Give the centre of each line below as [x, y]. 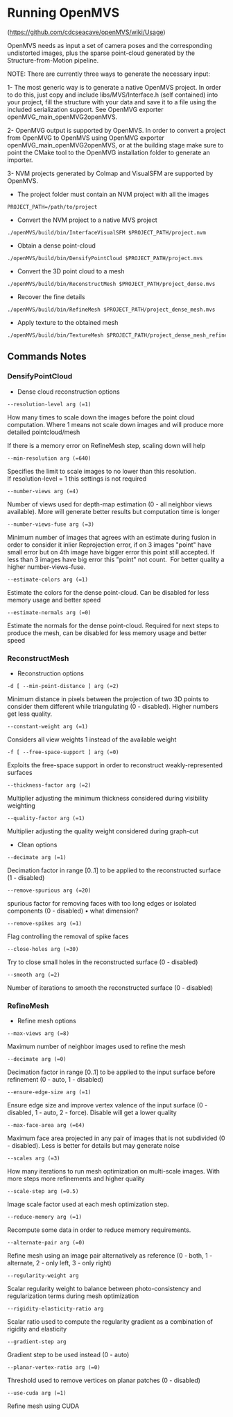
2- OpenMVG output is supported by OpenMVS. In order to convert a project [116, 130]
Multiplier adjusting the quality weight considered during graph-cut [103, 831]
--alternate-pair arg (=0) [46, 1243]
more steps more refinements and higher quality [76, 1179]
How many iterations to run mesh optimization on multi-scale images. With [114, 1171]
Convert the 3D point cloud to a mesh [71, 271]
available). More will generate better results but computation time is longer [114, 511]
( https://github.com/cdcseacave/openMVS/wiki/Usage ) [86, 32]
